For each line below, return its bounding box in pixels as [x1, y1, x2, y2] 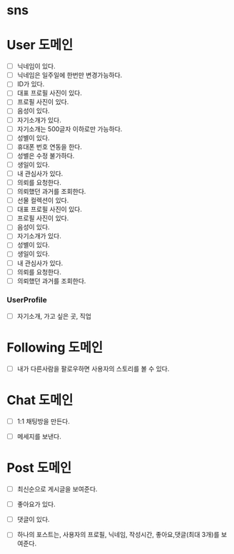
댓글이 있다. [16, 515, 51, 524]
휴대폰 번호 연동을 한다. [16, 142, 83, 151]
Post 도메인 [6, 460, 72, 476]
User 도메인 [6, 37, 73, 53]
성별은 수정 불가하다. [16, 151, 75, 160]
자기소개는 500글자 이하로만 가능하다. [16, 124, 123, 133]
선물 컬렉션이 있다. [16, 196, 69, 205]
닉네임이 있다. [16, 62, 56, 71]
